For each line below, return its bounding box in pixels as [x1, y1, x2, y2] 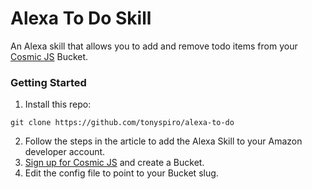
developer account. [24, 146, 106, 158]
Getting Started [10, 75, 87, 89]
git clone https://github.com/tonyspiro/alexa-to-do [10, 118, 235, 128]
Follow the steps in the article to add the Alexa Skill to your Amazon [24, 135, 303, 147]
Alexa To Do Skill [10, 7, 152, 30]
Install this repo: [24, 98, 92, 111]
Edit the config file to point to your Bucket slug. [24, 167, 219, 179]
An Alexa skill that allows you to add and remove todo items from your [10, 40, 298, 52]
